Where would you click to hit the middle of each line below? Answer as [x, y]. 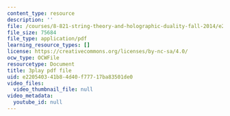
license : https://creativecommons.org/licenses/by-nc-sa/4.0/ [98, 52]
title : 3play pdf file [39, 70]
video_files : [26, 83]
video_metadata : [30, 96]
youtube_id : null [38, 102]
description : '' [30, 20]
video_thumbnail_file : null [53, 89]
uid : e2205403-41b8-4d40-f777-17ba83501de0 [70, 77]
